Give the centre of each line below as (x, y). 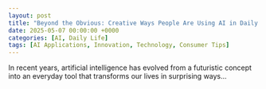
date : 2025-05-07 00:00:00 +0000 (64, 30)
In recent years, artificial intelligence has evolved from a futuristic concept (130, 68)
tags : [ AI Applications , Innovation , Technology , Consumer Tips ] (119, 45)
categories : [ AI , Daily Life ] (59, 38)
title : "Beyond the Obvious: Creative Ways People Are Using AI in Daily (133, 23)
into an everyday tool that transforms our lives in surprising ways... (117, 76)
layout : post (30, 15)
